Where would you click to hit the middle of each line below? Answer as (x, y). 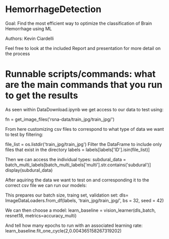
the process (18, 54)
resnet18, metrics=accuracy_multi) (41, 215)
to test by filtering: (24, 134)
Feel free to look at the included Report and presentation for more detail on (83, 48)
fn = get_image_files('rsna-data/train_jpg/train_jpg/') (60, 119)
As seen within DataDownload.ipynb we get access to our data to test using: (84, 109)
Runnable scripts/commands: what (80, 74)
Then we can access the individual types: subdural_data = (66, 159)
